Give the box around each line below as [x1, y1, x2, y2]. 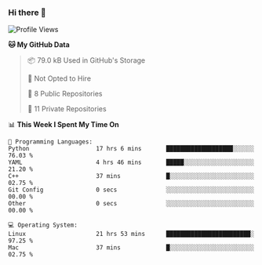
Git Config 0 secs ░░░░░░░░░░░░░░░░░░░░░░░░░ [8, 186, 255, 194]
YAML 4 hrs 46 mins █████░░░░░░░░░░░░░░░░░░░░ [8, 158, 255, 167]
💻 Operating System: [8, 221, 78, 230]
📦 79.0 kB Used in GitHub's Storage [27, 56, 146, 65]
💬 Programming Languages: [8, 138, 93, 146]
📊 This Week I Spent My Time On [8, 120, 119, 129]
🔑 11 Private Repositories [27, 104, 107, 114]
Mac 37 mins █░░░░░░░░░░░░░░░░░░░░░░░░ [8, 244, 255, 252]
